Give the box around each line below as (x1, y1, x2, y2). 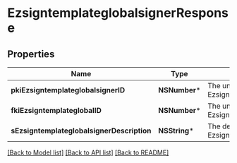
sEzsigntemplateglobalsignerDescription (11, 126, 152, 135)
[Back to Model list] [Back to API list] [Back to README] (7, 148, 169, 157)
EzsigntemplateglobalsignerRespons (7, 5, 229, 21)
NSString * (158, 126, 194, 135)
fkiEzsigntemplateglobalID (11, 106, 102, 115)
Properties (7, 48, 55, 60)
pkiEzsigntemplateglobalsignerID (11, 85, 126, 95)
